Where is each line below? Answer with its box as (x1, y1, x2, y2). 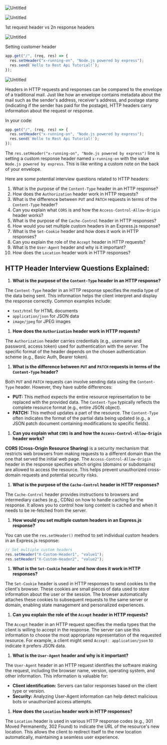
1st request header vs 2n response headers (5, 24, 95, 30)
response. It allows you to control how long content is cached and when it (5, 502, 157, 508)
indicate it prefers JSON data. (5, 643, 66, 649)
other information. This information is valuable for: (5, 673, 108, 679)
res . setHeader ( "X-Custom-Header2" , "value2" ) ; (5, 557, 104, 562)
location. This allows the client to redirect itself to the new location (5, 729, 141, 735)
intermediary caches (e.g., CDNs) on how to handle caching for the (5, 496, 143, 502)
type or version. (12, 688, 45, 694)
